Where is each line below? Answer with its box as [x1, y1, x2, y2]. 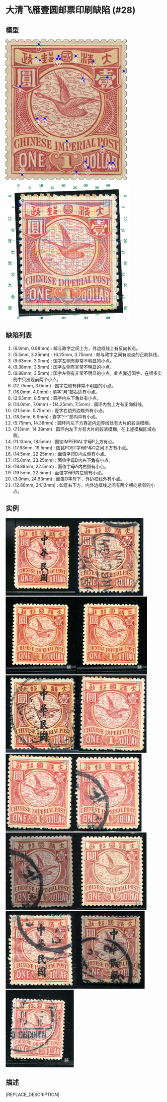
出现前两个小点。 [26, 376, 61, 382]
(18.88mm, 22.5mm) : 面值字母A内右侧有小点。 [12, 463, 109, 469]
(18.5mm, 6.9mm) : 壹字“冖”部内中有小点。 [12, 414, 100, 420]
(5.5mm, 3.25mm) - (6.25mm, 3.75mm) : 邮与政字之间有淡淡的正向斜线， [12, 351, 162, 357]
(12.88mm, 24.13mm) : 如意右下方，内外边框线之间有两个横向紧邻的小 [12, 482, 156, 488]
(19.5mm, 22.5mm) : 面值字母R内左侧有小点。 [12, 469, 106, 475]
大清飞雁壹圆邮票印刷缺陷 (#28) [5, 4, 136, 16]
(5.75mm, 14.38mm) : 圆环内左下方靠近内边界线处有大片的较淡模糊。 [12, 420, 154, 425]
